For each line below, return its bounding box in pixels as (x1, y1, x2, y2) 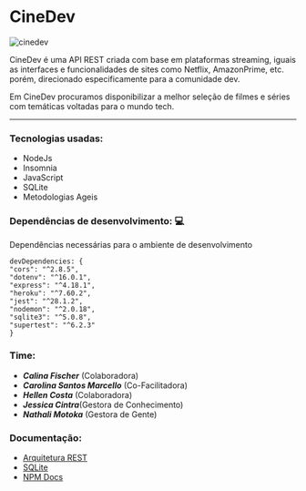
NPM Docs (22, 472, 64, 483)
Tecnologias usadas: (9, 132, 104, 145)
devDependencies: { (9, 257, 84, 266)
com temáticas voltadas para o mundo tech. (9, 100, 175, 111)
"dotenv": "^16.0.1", (9, 272, 92, 281)
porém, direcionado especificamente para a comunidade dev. (9, 73, 240, 84)
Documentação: (9, 431, 82, 444)
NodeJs (22, 153, 53, 164)
